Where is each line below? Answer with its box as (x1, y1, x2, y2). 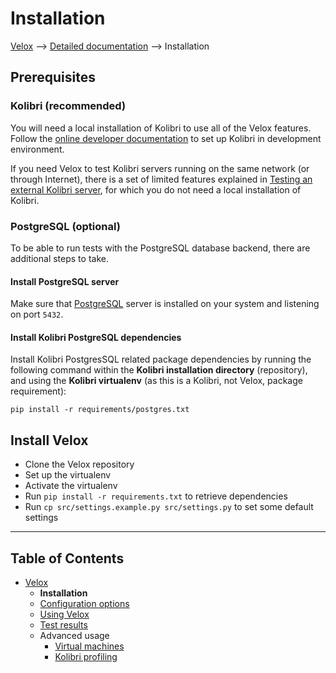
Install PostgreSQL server (10, 275, 120, 287)
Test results (39, 618, 88, 631)
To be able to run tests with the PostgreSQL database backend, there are (10, 242, 311, 254)
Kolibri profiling (54, 650, 118, 662)
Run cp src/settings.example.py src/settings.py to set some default (24, 501, 314, 513)
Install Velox (10, 432, 89, 449)
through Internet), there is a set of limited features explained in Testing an (10, 173, 313, 185)
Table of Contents (10, 550, 125, 567)
